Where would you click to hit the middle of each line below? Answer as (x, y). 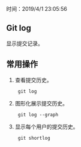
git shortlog (34, 138)
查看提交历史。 (33, 80)
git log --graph (38, 114)
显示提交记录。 (25, 43)
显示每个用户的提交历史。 (46, 127)
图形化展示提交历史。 (41, 103)
